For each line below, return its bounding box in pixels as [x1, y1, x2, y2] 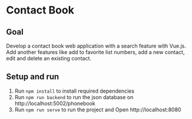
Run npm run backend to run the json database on [14, 93, 134, 100]
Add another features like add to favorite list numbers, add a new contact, [6, 49, 185, 56]
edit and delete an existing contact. [6, 55, 92, 62]
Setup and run [6, 72, 59, 82]
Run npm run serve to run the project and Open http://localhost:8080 [14, 106, 181, 113]
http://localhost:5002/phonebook [14, 100, 96, 107]
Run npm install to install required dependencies [14, 87, 134, 94]
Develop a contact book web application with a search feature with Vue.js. [6, 42, 187, 49]
